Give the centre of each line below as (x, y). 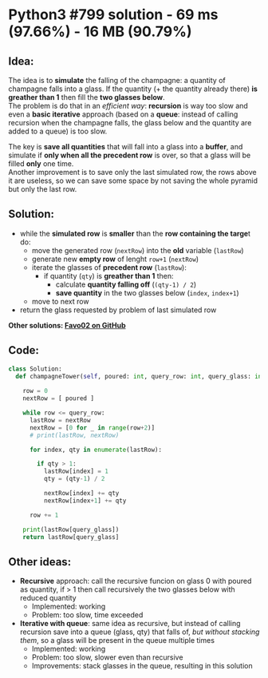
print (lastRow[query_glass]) (71, 529)
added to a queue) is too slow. (58, 131)
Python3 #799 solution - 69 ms (113, 15)
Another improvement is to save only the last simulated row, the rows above (132, 172)
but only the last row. (43, 189)
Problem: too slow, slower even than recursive (107, 657)
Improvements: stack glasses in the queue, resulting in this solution (142, 666)
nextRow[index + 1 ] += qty (85, 501)
